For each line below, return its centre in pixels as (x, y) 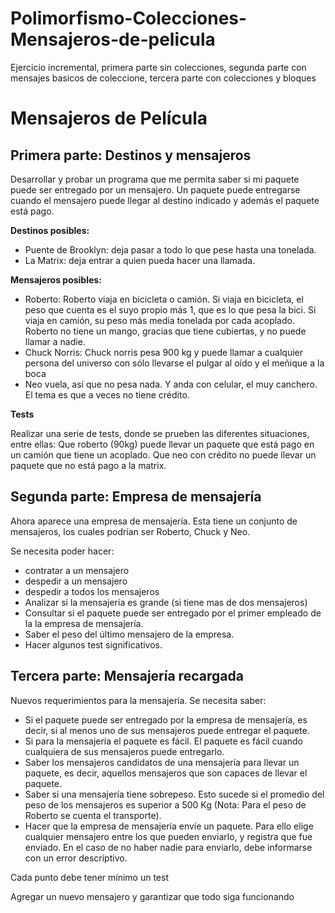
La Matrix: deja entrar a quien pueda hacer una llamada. (140, 260)
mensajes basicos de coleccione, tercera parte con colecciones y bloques (163, 78)
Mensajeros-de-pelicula (113, 39)
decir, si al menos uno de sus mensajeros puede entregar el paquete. (167, 730)
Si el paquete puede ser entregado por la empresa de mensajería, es (166, 719)
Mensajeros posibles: (56, 279)
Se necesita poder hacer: (62, 551)
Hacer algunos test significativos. (93, 644)
